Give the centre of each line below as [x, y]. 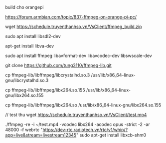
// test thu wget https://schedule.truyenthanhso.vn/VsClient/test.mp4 [76, 115]
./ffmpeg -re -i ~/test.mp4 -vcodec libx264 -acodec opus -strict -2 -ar [78, 124]
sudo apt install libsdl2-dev [33, 36]
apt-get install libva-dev [30, 46]
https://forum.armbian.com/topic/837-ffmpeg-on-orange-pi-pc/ [71, 17]
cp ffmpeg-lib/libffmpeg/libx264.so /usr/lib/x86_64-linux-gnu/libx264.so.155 [83, 105]
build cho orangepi [24, 7]
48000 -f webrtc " [24, 130]
